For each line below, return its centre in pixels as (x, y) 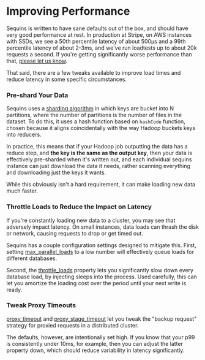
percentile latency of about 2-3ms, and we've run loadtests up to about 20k (102, 48)
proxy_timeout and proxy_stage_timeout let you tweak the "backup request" (102, 319)
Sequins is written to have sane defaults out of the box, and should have (97, 28)
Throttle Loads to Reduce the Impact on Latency (79, 207)
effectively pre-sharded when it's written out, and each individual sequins (99, 159)
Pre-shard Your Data (37, 95)
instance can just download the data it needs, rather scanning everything (99, 166)
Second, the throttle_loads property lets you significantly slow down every (100, 270)
